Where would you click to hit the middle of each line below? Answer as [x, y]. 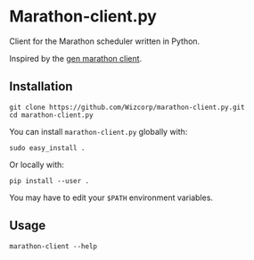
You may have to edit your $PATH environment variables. [111, 197]
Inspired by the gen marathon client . [76, 58]
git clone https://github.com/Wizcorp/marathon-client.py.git [127, 107]
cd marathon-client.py [51, 115]
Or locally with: [37, 164]
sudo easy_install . [48, 148]
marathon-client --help [53, 246]
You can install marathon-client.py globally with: [98, 131]
